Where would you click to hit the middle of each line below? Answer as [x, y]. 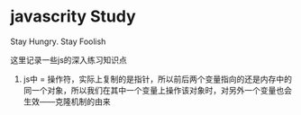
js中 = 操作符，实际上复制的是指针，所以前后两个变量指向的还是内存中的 [157, 79]
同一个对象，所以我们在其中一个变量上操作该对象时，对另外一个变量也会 [157, 90]
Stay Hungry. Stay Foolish [58, 41]
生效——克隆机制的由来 [67, 102]
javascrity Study [73, 17]
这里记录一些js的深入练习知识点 [68, 59]
